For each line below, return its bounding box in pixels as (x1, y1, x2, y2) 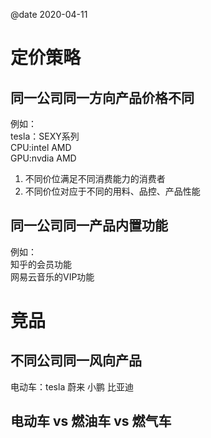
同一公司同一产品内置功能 (10, 217, 168, 234)
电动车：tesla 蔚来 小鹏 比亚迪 (10, 380, 135, 393)
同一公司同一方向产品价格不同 (10, 89, 195, 106)
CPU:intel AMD (10, 142, 72, 153)
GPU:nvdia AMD (10, 152, 77, 164)
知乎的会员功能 (10, 258, 72, 270)
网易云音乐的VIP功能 (10, 270, 95, 283)
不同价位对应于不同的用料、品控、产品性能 (24, 185, 201, 197)
